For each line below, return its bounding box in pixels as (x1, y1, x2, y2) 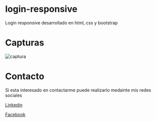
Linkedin (5, 102, 23, 108)
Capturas (5, 37, 45, 48)
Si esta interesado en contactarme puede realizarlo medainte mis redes (5, 87, 152, 93)
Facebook (5, 111, 26, 117)
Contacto (5, 71, 45, 82)
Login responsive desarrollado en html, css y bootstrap (5, 20, 118, 26)
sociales (5, 92, 22, 98)
